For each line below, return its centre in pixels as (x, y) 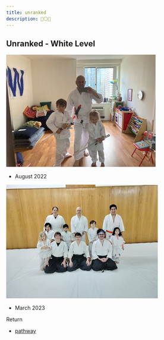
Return (14, 319)
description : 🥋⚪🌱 (29, 19)
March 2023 (30, 308)
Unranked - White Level (51, 44)
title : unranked (26, 12)
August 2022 (31, 177)
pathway (26, 331)
